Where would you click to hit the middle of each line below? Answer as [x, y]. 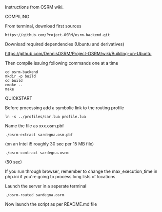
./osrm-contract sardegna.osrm [37, 153]
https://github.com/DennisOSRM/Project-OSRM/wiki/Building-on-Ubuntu [78, 54]
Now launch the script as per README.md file [51, 204]
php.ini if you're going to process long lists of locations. [61, 177]
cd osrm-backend [21, 72]
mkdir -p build [20, 76]
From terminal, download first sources [43, 26]
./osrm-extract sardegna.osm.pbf [39, 135]
